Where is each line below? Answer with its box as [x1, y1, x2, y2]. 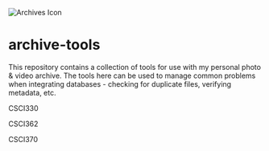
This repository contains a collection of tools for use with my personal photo [8, 62, 262, 71]
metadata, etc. [8, 88, 56, 97]
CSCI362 [8, 119, 39, 129]
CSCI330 [8, 103, 39, 112]
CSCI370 [8, 134, 39, 144]
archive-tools [8, 36, 101, 54]
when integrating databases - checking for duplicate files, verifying [8, 79, 232, 88]
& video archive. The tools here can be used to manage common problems [8, 71, 256, 80]
